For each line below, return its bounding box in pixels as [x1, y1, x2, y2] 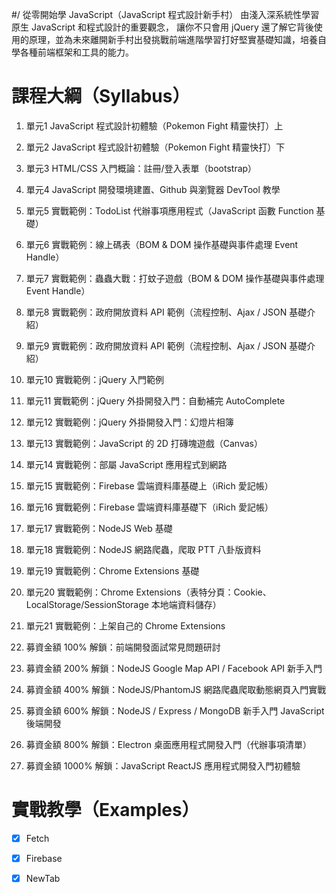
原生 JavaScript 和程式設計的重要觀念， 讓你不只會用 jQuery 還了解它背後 [11, 21, 314, 33]
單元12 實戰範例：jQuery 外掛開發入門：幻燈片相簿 [25, 416, 234, 428]
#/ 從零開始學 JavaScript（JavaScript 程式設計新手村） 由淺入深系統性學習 [11, 9, 320, 20]
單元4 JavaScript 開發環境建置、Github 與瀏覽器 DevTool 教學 [25, 183, 281, 195]
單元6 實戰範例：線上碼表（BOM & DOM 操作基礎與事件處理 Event [25, 238, 299, 250]
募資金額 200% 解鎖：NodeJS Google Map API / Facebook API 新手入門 [25, 662, 323, 674]
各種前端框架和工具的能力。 [19, 46, 134, 58]
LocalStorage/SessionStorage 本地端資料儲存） [25, 598, 222, 610]
